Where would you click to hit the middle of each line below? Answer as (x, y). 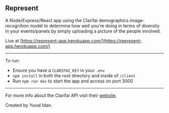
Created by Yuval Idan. (29, 105)
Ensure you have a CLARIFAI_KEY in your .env (59, 70)
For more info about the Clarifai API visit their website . (61, 95)
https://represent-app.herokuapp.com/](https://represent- (82, 41)
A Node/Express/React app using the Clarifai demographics (67, 20)
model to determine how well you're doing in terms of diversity (95, 26)
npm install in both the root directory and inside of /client (74, 75)
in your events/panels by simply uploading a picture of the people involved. (83, 31)
